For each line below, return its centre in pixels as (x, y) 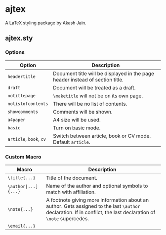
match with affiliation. (71, 192)
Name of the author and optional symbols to (97, 186)
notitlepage (22, 96)
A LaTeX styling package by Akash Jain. (46, 23)
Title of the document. (72, 178)
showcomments (23, 112)
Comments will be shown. (83, 112)
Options (15, 52)
